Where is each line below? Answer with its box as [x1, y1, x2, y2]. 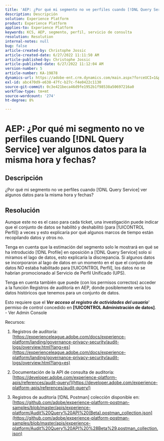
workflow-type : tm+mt [5, 89, 49, 94]
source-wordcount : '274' [5, 93, 56, 98]
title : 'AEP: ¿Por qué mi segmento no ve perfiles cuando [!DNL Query [5, 7, 152, 12]
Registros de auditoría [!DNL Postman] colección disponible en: [12, 394, 140, 400]
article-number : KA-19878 [5, 71, 58, 76]
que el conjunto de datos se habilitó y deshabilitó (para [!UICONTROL [5, 224, 145, 230]
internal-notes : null [5, 39, 49, 44]
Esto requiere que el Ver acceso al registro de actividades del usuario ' [5, 299, 150, 305]
